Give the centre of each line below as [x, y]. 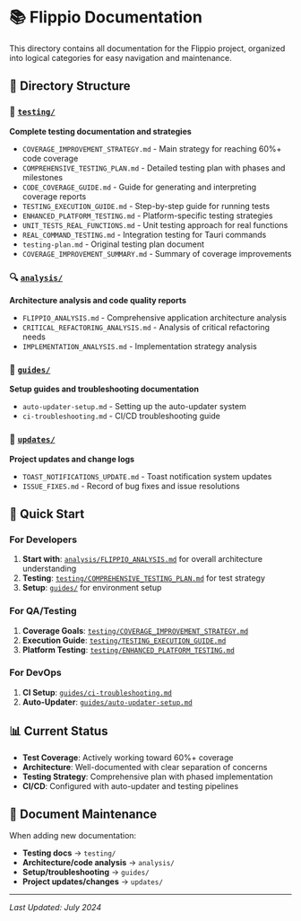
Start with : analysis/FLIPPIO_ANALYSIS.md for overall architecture [142, 559]
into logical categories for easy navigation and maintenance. [120, 57]
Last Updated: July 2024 [55, 908]
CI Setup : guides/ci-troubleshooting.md [97, 692]
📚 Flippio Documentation [106, 18]
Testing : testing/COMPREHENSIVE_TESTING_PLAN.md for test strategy [144, 578]
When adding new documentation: [73, 836]
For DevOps [35, 672]
